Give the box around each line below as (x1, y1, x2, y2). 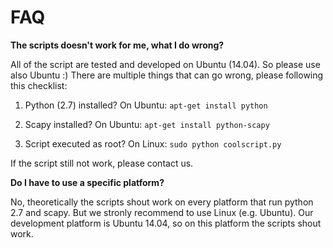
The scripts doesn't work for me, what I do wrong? (10, 39, 225, 51)
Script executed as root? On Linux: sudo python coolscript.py (24, 137, 282, 150)
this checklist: (10, 79, 68, 91)
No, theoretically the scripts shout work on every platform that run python (10, 196, 314, 208)
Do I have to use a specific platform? (10, 176, 165, 188)
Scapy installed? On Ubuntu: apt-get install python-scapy (24, 118, 270, 130)
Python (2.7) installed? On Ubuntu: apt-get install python (24, 99, 268, 111)
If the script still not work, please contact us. (10, 157, 194, 169)
